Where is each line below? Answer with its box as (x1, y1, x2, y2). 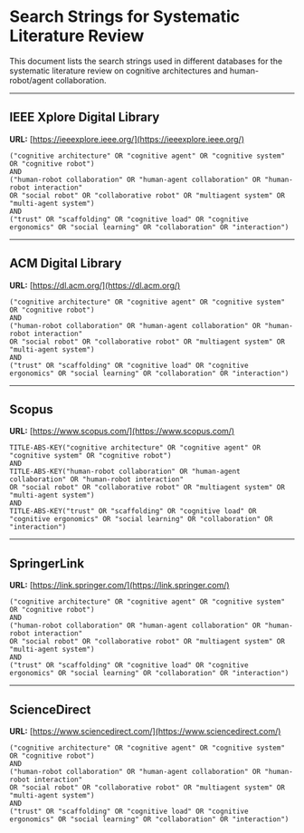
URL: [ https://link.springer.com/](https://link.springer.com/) (9, 580, 230, 591)
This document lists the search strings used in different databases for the (9, 55, 283, 66)
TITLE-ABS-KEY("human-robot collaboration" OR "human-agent (9, 467, 242, 477)
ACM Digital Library (9, 256, 122, 271)
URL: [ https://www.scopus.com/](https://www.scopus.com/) (9, 426, 235, 437)
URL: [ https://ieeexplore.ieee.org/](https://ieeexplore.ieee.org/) (9, 133, 244, 144)
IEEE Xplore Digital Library (9, 110, 160, 125)
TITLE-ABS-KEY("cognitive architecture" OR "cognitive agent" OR (9, 443, 261, 452)
